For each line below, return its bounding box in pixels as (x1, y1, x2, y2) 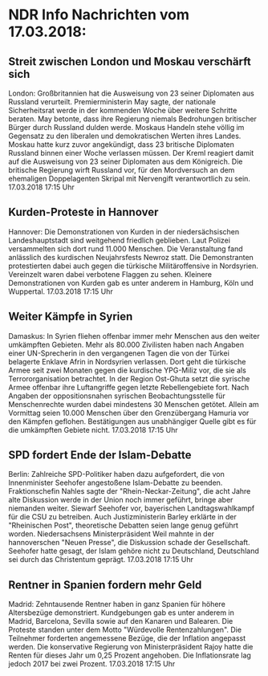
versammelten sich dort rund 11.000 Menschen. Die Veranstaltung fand (8, 243, 243, 254)
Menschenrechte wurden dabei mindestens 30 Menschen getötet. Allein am (8, 399, 259, 409)
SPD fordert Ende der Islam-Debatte (8, 448, 192, 462)
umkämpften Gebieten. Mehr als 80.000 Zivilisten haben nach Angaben (8, 340, 245, 349)
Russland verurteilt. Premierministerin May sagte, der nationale (8, 97, 217, 106)
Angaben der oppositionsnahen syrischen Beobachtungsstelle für (8, 391, 226, 401)
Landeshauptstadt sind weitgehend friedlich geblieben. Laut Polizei (8, 235, 231, 245)
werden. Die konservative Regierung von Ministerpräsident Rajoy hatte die (8, 642, 254, 652)
